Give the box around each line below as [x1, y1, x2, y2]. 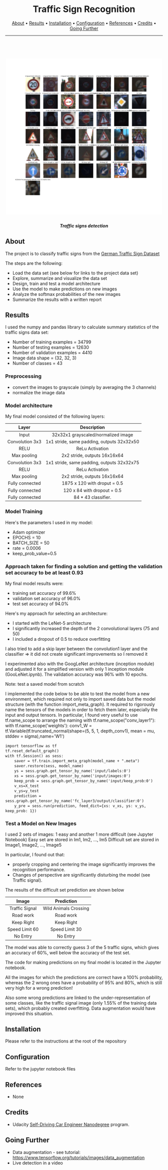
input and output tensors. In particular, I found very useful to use [5, 712, 138, 718]
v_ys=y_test [14, 789, 39, 794]
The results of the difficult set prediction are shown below [5, 887, 124, 893]
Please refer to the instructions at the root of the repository [5, 1038, 126, 1044]
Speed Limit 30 [50, 926, 82, 932]
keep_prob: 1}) [5, 809, 37, 814]
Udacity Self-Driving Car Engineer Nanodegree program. [12, 1121, 129, 1128]
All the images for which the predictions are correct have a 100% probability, [5, 974, 163, 980]
